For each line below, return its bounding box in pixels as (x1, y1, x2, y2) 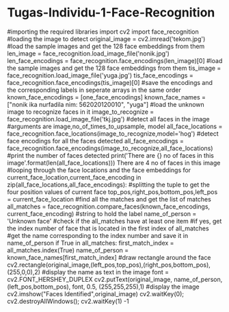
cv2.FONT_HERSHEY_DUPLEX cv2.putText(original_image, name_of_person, (7, 275, 223, 283)
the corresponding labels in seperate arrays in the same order (7, 86, 181, 94)
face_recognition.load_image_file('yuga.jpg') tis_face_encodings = (7, 71, 193, 80)
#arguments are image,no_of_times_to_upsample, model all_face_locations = (7, 122, 223, 130)
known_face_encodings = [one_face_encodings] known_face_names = (7, 93, 206, 101)
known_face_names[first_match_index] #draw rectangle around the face (7, 253, 211, 261)
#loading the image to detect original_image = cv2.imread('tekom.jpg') (7, 34, 206, 43)
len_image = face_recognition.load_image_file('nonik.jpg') (7, 49, 170, 58)
